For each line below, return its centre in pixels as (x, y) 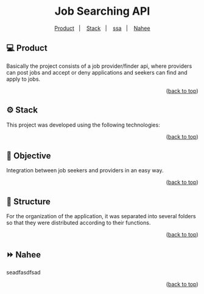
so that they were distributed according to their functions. (79, 223)
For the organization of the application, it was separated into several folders (101, 216)
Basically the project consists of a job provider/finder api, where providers (99, 66)
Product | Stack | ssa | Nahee (102, 28)
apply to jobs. (23, 79)
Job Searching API (102, 11)
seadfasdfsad (23, 272)
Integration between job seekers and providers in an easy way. (85, 171)
